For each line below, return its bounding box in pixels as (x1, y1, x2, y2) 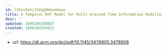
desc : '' (5, 16, 23, 21)
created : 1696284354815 (5, 26, 55, 31)
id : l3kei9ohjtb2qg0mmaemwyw (5, 7, 66, 12)
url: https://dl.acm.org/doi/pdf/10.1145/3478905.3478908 (12, 39, 129, 45)
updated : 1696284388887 (5, 21, 55, 26)
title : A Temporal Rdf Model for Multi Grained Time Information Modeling (5, 12, 164, 17)
